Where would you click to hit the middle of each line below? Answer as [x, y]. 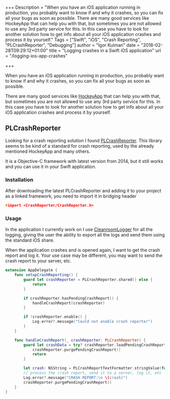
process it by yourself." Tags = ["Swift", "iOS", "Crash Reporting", [73, 40]
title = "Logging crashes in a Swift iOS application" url [105, 51]
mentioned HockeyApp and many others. [48, 151]
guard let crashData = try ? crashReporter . [70, 345]
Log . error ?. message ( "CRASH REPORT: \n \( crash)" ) [76, 378]
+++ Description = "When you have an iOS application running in [73, 7]
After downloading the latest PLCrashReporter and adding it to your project [83, 191]
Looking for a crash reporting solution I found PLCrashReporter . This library [84, 140]
